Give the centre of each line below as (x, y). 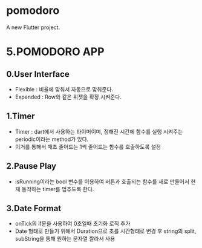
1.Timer (21, 116)
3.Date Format (34, 208)
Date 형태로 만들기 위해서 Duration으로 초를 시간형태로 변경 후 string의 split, (106, 231)
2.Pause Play (31, 166)
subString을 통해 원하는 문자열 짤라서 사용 (65, 239)
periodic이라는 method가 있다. (52, 139)
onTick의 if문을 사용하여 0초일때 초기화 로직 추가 (73, 224)
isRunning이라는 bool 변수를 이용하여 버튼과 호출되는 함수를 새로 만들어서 (102, 181)
